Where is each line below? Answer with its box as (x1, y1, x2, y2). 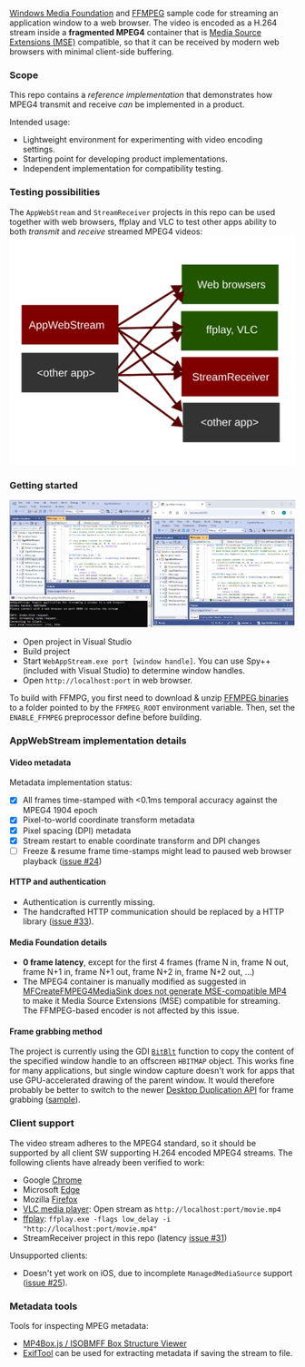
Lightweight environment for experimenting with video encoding (22, 134, 263, 145)
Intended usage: (9, 117, 71, 128)
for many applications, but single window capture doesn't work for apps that (9, 1066, 295, 1077)
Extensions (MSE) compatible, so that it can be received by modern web (9, 36, 280, 47)
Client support (9, 1116, 74, 1129)
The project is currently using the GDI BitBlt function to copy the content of (9, 1046, 295, 1057)
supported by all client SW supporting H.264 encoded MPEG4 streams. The (9, 1147, 293, 1158)
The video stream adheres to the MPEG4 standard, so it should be (9, 1137, 257, 1148)
